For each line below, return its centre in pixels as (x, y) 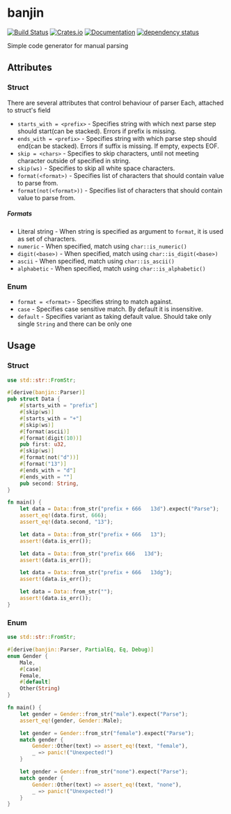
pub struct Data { (34, 399)
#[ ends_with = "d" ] (48, 470)
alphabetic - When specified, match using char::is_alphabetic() (111, 268)
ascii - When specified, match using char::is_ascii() (96, 261)
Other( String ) (40, 688)
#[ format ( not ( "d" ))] (49, 458)
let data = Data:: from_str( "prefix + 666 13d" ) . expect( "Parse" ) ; (119, 509)
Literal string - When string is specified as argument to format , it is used (120, 231)
